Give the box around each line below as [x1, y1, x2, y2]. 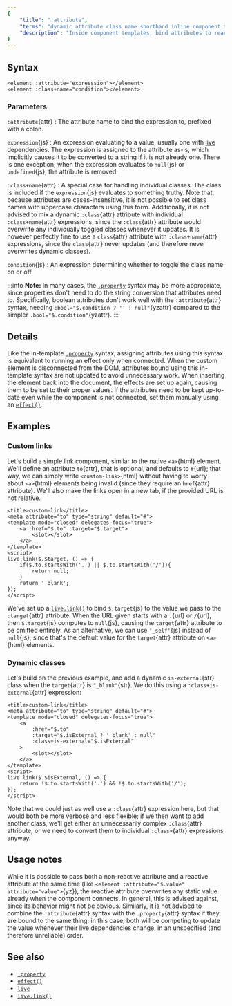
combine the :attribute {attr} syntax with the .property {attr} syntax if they [7, 909, 220, 917]
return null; [32, 568, 70, 575]
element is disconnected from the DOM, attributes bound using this [7, 364, 199, 372]
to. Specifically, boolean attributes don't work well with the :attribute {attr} [7, 296, 222, 304]
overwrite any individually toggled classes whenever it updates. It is [7, 225, 200, 234]
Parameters [7, 102, 47, 111]
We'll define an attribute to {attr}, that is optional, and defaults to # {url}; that [7, 464, 221, 472]
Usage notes [7, 854, 63, 866]
